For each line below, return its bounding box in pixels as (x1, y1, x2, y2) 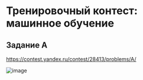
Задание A (6, 40, 48, 50)
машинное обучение (6, 16, 114, 30)
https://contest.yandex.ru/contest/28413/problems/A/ (6, 56, 137, 62)
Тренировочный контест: (6, 4, 138, 18)
